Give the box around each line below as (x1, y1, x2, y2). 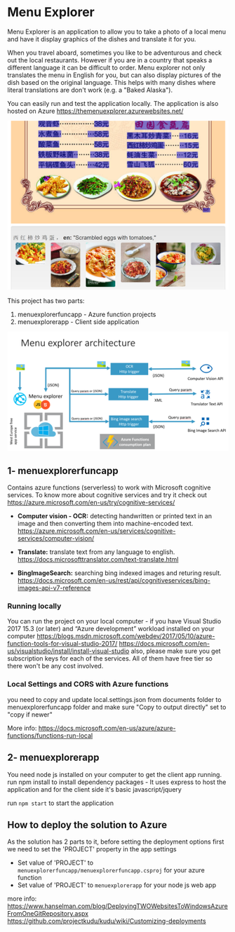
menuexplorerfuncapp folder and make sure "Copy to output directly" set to (7, 703, 227, 711)
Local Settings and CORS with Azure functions (7, 680, 169, 689)
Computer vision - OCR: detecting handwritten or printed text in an (17, 512, 213, 520)
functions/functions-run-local (7, 731, 93, 740)
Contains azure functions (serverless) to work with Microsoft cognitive (7, 483, 211, 492)
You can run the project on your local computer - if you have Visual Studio (7, 617, 222, 626)
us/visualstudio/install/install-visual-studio (7, 647, 130, 656)
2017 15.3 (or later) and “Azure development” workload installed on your (7, 625, 215, 633)
